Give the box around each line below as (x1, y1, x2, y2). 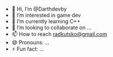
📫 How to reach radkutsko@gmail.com (11, 31, 107, 37)
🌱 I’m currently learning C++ (11, 18, 81, 24)
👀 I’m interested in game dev (11, 12, 81, 19)
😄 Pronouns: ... (11, 39, 50, 46)
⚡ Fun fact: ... (11, 45, 44, 52)
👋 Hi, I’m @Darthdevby (11, 6, 67, 12)
